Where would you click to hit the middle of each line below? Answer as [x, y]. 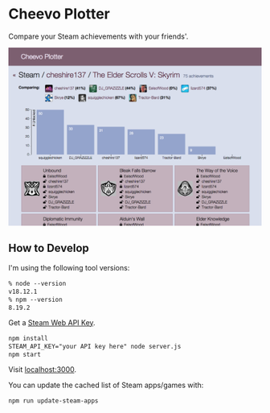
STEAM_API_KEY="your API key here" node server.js [95, 346]
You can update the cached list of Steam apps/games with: [106, 385]
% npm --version [35, 299]
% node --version [37, 283]
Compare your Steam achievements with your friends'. [98, 36]
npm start [25, 354]
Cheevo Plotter [59, 14]
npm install [28, 338]
